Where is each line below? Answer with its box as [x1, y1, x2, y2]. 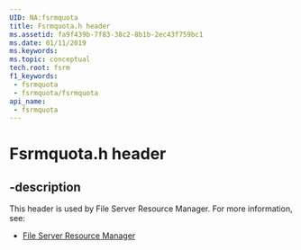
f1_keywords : [9, 72, 59, 81]
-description [9, 179, 81, 194]
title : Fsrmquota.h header [9, 22, 111, 31]
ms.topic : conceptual [9, 55, 91, 64]
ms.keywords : [9, 47, 59, 56]
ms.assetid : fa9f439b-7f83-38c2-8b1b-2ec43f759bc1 [9, 30, 204, 39]
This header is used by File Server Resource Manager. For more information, [9, 203, 293, 214]
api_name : [9, 96, 47, 106]
